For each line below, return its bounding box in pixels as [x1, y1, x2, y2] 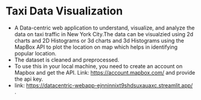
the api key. [14, 75, 43, 83]
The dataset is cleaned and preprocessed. [14, 56, 120, 63]
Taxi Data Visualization [5, 4, 123, 18]
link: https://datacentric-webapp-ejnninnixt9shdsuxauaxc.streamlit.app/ [14, 81, 193, 89]
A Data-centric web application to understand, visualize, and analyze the [14, 24, 195, 31]
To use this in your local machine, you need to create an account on [14, 62, 183, 70]
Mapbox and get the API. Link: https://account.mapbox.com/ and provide [14, 69, 196, 76]
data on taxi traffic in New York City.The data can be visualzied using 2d [14, 30, 194, 37]
